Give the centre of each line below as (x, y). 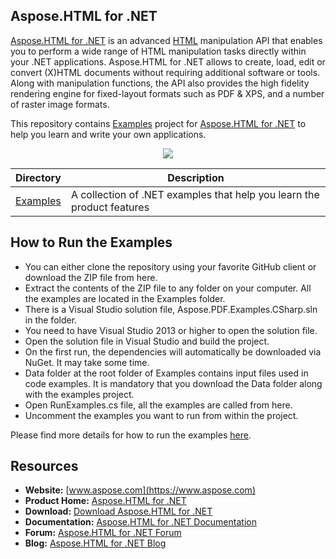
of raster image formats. (60, 104)
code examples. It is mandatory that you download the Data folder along (173, 383)
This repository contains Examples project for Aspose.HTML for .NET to (158, 123)
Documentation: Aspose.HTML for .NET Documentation (140, 522)
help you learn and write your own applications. (108, 134)
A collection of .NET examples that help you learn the (195, 194)
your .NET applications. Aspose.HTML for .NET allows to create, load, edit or (168, 61)
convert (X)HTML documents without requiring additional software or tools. (165, 72)
